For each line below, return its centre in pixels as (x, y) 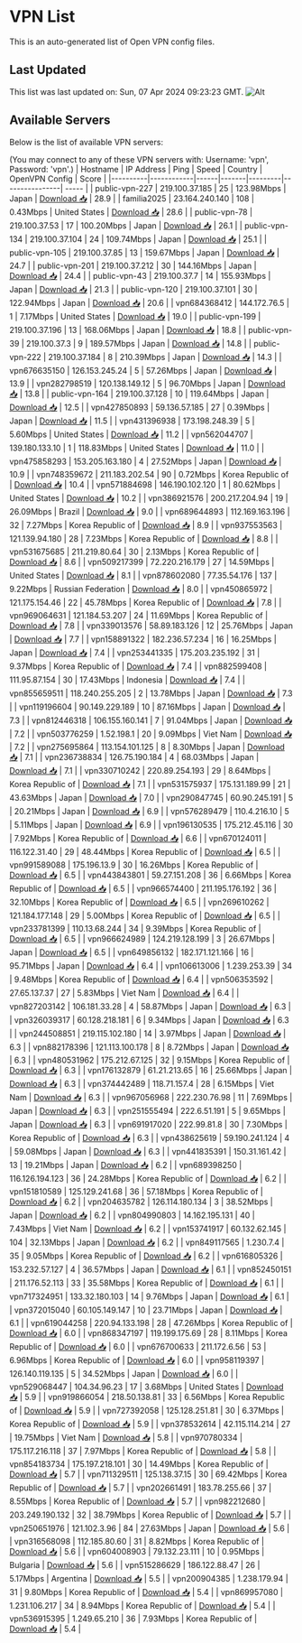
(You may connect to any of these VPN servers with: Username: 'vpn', (139, 159)
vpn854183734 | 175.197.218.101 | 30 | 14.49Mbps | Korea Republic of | (139, 1463)
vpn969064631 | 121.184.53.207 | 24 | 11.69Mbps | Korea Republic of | (139, 615)
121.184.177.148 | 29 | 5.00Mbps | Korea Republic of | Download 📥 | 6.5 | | (145, 915)
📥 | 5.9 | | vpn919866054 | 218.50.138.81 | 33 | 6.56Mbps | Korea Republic (147, 1397)
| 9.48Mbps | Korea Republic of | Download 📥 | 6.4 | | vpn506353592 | (141, 979)
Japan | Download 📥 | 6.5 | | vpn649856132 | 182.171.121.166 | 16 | (132, 952)
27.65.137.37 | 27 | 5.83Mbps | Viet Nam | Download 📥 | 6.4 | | (124, 993)
